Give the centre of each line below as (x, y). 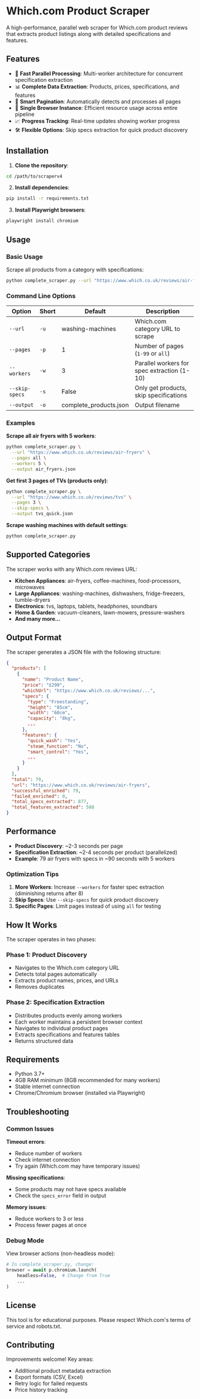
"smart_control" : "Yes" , (58, 752)
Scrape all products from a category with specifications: (75, 270)
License (21, 1305)
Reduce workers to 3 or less (49, 1219)
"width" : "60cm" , (49, 713)
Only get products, (161, 388)
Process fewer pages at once (51, 1225)
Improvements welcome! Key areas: (50, 1359)
